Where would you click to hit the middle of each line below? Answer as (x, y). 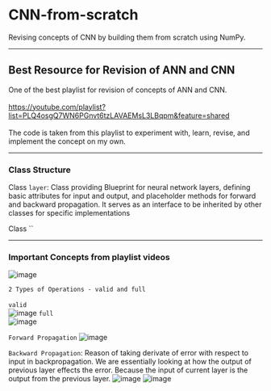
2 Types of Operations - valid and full (77, 290)
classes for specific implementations (69, 213)
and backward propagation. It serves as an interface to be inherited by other (135, 204)
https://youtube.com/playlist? (57, 107)
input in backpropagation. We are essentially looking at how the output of (130, 362)
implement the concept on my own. (67, 141)
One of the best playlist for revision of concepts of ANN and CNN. (118, 90)
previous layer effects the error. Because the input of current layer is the (128, 370)
